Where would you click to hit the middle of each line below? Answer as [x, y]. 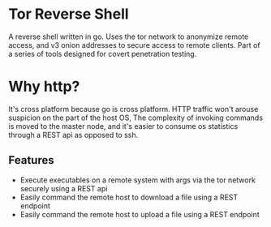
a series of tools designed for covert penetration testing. [103, 54]
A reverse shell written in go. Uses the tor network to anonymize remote [129, 36]
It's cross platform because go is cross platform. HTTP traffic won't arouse [133, 109]
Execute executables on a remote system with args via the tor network [138, 180]
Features [31, 160]
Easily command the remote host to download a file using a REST [129, 197]
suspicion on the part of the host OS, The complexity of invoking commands [136, 118]
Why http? [44, 87]
